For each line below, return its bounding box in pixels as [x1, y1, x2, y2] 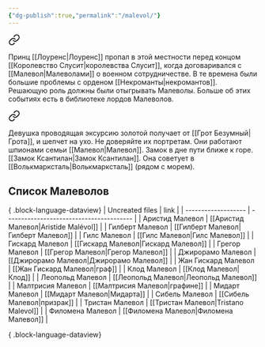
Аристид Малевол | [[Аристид [142, 214, 244, 224]
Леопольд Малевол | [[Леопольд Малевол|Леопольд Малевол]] [40, 273, 257, 282]
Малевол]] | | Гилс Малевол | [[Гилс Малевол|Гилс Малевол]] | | [37, 231, 255, 240]
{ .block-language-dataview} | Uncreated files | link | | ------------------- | [8, 206, 251, 215]
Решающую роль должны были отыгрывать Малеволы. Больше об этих [8, 85, 251, 95]
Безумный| [214, 128, 252, 138]
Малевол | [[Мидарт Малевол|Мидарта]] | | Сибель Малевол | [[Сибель [8, 289, 250, 299]
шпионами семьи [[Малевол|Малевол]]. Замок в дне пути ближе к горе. [8, 145, 254, 154]
